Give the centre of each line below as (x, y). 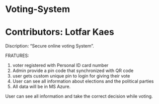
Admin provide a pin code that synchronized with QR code (73, 70)
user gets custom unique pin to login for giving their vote (71, 76)
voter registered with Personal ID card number (60, 65)
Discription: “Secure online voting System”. (50, 46)
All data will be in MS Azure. (42, 86)
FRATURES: (17, 55)
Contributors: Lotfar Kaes (60, 32)
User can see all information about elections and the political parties (83, 81)
